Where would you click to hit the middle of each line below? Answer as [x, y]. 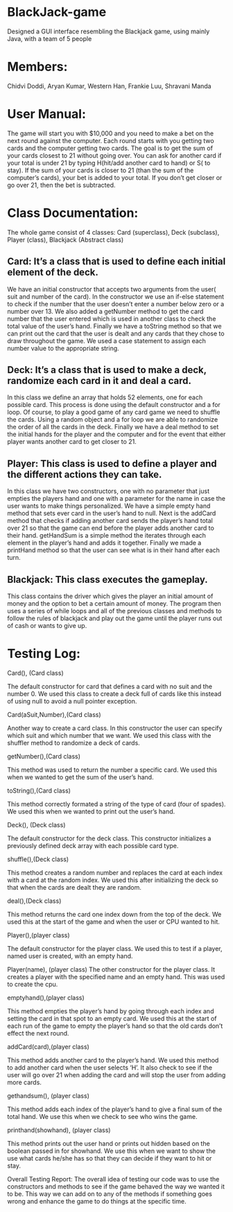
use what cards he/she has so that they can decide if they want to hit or [110, 1158]
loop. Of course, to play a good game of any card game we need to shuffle [114, 412]
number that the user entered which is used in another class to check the [112, 318]
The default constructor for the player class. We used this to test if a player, [115, 948]
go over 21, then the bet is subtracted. [61, 185]
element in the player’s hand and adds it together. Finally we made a [104, 543]
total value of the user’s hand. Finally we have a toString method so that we [114, 326]
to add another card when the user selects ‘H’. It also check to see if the [110, 1068]
